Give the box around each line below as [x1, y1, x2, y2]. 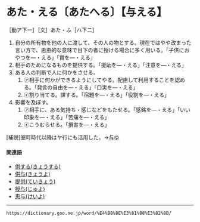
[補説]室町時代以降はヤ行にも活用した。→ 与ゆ [6, 134, 120, 141]
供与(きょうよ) [14, 171, 51, 178]
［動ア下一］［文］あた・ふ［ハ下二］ [6, 26, 98, 33]
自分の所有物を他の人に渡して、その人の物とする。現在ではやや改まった [14, 39, 192, 46]
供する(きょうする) [14, 163, 61, 170]
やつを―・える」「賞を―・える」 [14, 54, 96, 61]
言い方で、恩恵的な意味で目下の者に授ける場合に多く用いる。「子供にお [14, 46, 190, 54]
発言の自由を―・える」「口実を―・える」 [36, 84, 139, 91]
